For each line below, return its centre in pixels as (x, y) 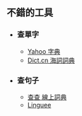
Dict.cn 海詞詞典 (51, 60)
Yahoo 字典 (44, 51)
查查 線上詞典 (47, 97)
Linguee (39, 105)
